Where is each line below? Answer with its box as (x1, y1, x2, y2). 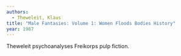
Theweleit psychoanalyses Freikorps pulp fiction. (6, 43, 130, 50)
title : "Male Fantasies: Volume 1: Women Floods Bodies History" (6, 20, 176, 26)
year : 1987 (6, 26, 34, 32)
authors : (6, 9, 29, 15)
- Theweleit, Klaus (12, 15, 62, 21)
